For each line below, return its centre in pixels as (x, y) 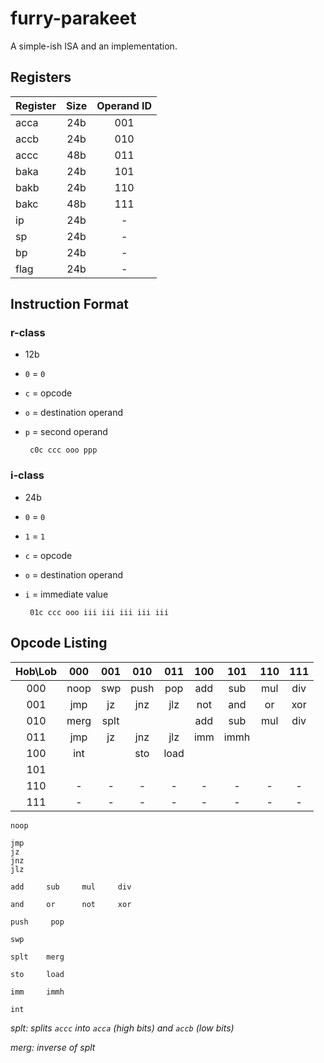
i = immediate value (66, 594)
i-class (27, 475)
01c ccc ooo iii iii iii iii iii (99, 612)
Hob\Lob (36, 671)
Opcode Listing (59, 643)
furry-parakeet (73, 18)
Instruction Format (70, 304)
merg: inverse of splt (53, 1047)
